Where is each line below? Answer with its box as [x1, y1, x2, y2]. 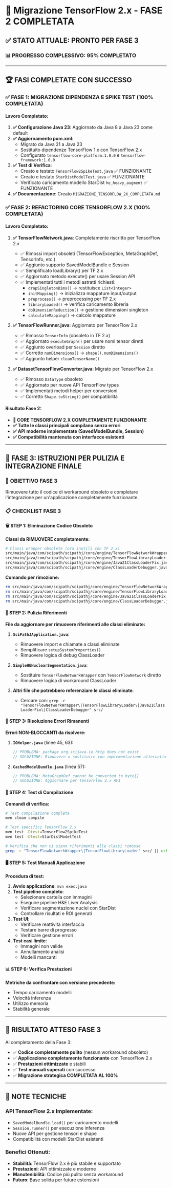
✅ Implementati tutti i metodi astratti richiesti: [20, 279, 116, 285]
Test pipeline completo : [12, 888, 64, 894]
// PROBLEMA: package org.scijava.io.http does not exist [12, 749, 139, 755]
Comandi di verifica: [5, 800, 50, 807]
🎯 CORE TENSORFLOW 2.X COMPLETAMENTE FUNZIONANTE [12, 416, 147, 423]
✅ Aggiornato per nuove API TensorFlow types [20, 381, 119, 388]
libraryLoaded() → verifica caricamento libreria [28, 301, 129, 307]
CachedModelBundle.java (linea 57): [12, 763, 86, 770]
